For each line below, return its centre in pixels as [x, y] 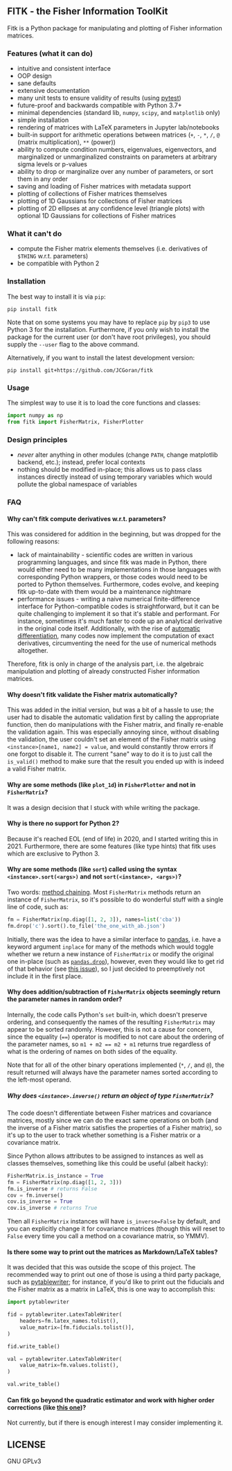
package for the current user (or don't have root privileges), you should [109, 337]
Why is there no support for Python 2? [63, 823]
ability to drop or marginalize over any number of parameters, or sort [115, 172]
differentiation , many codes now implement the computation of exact [116, 636]
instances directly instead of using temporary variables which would [115, 477]
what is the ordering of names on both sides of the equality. [92, 1051]
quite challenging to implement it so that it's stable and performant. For [118, 614]
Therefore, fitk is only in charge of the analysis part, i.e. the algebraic [106, 664]
